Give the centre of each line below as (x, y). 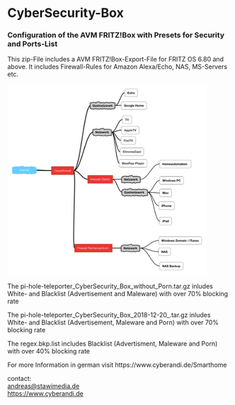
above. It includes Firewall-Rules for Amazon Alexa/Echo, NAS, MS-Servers (117, 67)
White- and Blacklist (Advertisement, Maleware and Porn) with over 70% (113, 322)
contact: (19, 379)
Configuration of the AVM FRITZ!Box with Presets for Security (116, 35)
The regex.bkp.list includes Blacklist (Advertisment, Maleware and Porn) (113, 344)
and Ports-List (33, 44)
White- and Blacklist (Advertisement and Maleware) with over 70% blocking (118, 294)
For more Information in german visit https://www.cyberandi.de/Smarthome (117, 365)
